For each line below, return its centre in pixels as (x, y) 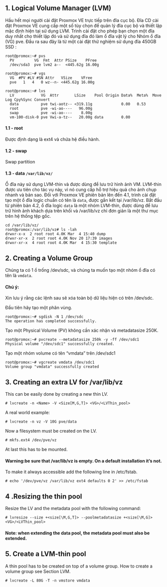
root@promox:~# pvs (25, 56)
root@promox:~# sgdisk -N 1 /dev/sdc (44, 317)
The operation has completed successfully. (51, 321)
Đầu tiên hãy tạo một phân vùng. (39, 308)
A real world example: (27, 413)
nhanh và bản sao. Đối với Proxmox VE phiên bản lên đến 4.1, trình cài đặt (81, 195)
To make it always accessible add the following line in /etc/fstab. (72, 472)
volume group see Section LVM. (38, 571)
